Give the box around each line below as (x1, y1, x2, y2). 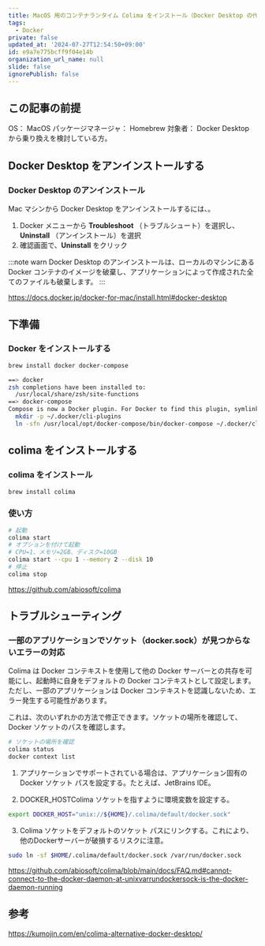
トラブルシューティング (8, 609, 122, 623)
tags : (8, 19, 26, 27)
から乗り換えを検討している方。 (8, 133, 112, 143)
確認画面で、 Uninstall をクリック (19, 241, 128, 250)
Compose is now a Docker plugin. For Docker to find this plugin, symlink (8, 406, 259, 413)
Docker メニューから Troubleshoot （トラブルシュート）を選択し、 (19, 221, 239, 230)
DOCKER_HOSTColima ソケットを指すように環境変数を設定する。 (19, 795, 234, 805)
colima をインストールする (8, 443, 138, 458)
